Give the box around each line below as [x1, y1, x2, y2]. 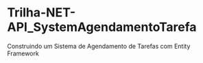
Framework [7, 49, 39, 58]
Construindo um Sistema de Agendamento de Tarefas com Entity [7, 42, 191, 50]
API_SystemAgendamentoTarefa [7, 19, 197, 35]
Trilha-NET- [7, 5, 76, 21]
